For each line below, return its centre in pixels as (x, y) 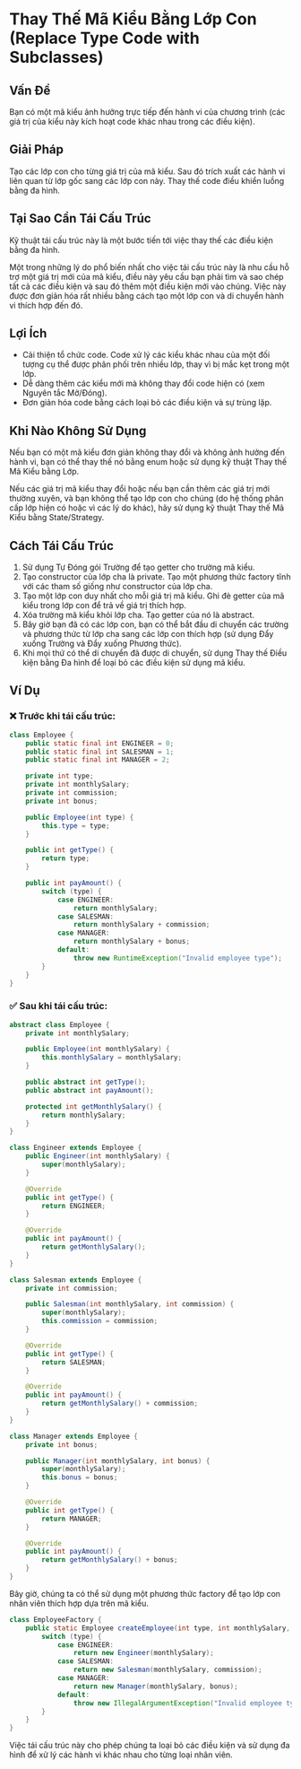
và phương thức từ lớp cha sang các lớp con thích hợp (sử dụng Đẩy (148, 634)
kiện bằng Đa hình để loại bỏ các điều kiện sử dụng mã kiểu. (133, 663)
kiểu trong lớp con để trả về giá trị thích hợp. (104, 606)
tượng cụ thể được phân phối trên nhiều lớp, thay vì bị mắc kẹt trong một (155, 364)
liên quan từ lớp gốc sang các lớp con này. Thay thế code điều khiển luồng (147, 180)
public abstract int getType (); (86, 1082)
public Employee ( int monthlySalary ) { (98, 1050)
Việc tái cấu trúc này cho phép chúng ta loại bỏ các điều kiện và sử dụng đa (150, 1746)
